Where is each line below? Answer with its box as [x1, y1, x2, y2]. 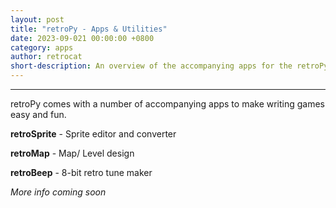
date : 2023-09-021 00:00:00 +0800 [10, 33, 155, 43]
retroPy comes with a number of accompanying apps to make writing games [10, 98, 326, 110]
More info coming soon [10, 186, 107, 198]
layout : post [10, 14, 65, 25]
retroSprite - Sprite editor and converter [10, 128, 177, 140]
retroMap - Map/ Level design [10, 147, 135, 159]
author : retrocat [10, 52, 83, 62]
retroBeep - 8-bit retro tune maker [10, 167, 153, 178]
